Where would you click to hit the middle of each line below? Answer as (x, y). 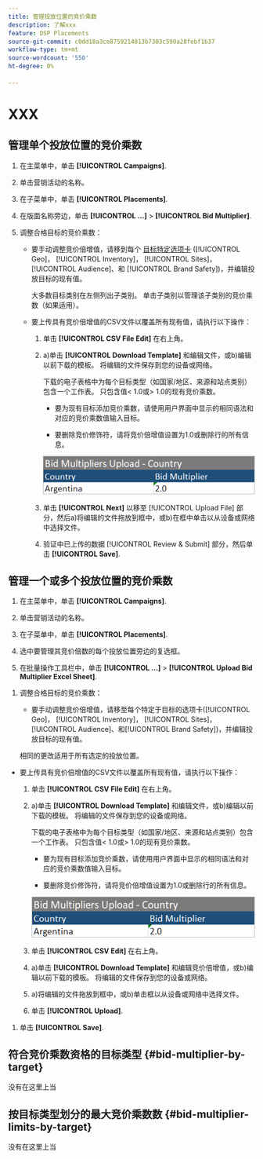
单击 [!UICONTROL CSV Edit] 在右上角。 (97, 951)
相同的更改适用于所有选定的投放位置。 (81, 756)
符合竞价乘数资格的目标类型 (75, 1055)
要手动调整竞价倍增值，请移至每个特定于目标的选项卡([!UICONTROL (141, 710)
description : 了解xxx (42, 25)
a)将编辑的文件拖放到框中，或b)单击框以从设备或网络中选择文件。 (137, 994)
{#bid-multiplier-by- (195, 1055)
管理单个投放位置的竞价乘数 (75, 145)
